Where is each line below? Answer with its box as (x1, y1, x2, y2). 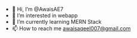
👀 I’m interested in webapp (11, 12, 78, 19)
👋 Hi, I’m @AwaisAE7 (11, 6, 64, 12)
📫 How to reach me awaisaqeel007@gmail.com (11, 25, 131, 32)
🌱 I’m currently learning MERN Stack (11, 18, 102, 25)
